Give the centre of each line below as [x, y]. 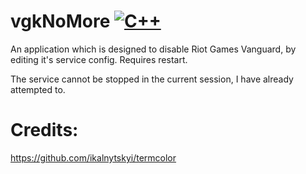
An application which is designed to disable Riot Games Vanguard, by [153, 49]
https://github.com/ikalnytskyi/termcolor [93, 157]
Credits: [44, 130]
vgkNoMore [60, 21]
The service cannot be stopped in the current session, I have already [152, 79]
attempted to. [38, 89]
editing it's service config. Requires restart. [99, 59]
